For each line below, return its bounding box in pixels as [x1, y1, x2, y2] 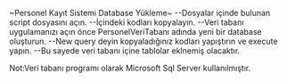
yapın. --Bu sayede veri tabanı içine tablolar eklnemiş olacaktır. [9, 45, 241, 56]
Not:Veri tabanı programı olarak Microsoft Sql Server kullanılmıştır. [9, 62, 251, 73]
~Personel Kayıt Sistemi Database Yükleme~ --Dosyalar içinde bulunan [9, 8, 271, 18]
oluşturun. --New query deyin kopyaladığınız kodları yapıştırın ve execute [9, 36, 278, 46]
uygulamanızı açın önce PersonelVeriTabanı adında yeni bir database [9, 27, 262, 37]
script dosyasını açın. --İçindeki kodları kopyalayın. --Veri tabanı [9, 17, 244, 28]
